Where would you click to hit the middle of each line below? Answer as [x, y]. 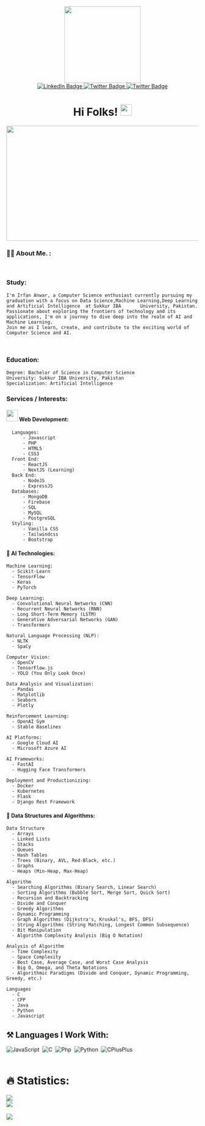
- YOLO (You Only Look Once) [49, 673]
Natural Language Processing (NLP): [53, 636]
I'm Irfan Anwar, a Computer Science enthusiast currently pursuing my [99, 295]
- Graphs [23, 866]
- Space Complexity [37, 957]
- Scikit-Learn [31, 572]
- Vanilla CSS [41, 529]
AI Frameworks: [26, 759]
